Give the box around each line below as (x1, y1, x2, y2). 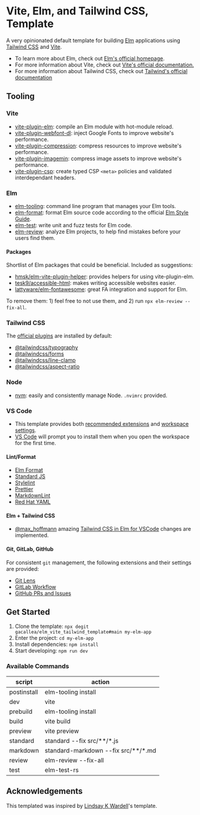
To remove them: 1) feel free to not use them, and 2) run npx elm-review (6, 297, 183, 305)
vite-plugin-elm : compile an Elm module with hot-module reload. (14, 123, 174, 130)
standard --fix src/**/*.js (44, 736, 119, 745)
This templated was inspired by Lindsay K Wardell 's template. (6, 802, 158, 809)
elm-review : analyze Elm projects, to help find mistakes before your (14, 228, 181, 235)
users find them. (14, 234, 56, 241)
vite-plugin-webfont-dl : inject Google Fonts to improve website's (14, 129, 174, 136)
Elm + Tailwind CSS (6, 512, 56, 519)
